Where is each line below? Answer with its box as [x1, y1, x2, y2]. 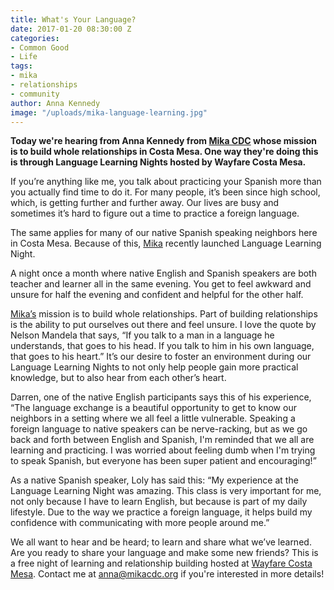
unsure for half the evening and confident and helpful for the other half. [10, 289, 304, 301]
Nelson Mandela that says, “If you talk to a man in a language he [10, 329, 275, 341]
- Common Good [10, 42, 70, 53]
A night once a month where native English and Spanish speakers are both [10, 267, 317, 280]
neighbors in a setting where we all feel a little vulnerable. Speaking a [10, 412, 296, 425]
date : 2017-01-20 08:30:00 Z [10, 24, 132, 34]
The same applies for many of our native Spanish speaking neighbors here [10, 227, 318, 239]
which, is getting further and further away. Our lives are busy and [10, 197, 280, 209]
